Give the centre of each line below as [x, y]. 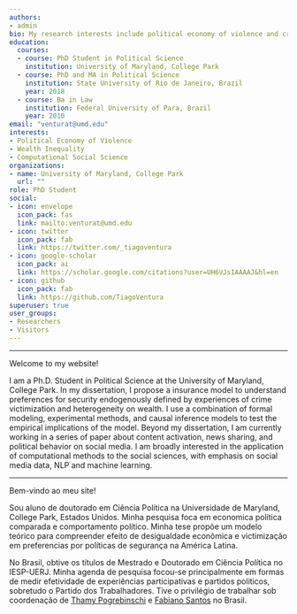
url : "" [31, 182]
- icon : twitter [39, 231]
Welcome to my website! [54, 363]
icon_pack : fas [45, 215]
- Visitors [29, 330]
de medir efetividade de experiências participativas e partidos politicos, [140, 581]
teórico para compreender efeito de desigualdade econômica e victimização [148, 535]
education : [29, 42]
